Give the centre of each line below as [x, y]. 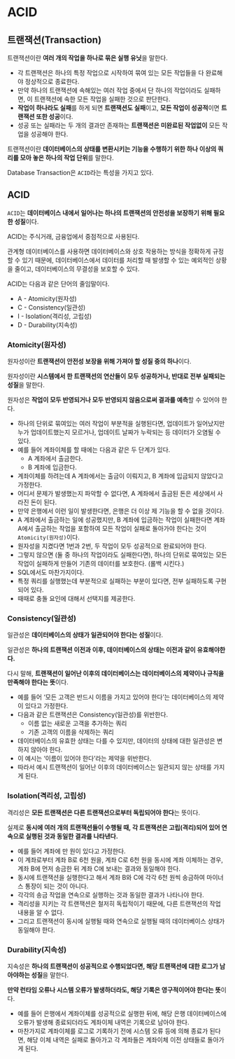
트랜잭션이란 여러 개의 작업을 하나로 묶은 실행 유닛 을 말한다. [87, 58]
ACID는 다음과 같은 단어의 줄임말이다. [58, 284]
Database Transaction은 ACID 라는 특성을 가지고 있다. [80, 173]
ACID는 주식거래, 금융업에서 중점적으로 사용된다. [73, 236]
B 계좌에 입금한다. [52, 467]
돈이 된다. [44, 502]
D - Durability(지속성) [48, 325]
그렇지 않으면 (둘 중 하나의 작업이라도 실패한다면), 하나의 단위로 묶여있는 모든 [122, 555]
